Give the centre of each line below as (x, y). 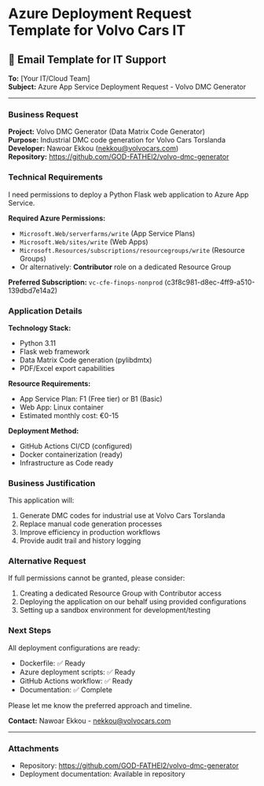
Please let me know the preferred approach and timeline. (100, 705)
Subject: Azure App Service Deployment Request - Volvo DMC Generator (127, 87)
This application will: (41, 500)
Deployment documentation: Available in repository (103, 774)
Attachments (33, 748)
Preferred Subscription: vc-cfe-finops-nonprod (86, 282)
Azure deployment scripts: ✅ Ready (77, 672)
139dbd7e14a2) (33, 290)
